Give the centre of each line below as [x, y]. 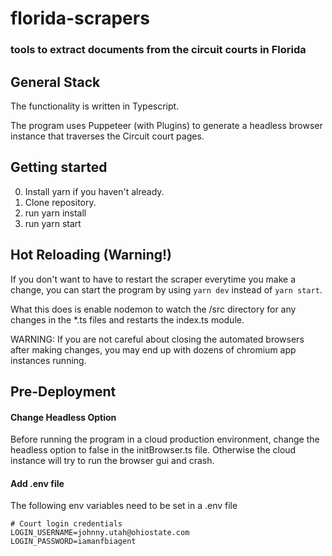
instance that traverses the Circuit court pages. [107, 136]
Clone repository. [60, 202]
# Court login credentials [66, 524]
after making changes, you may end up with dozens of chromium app [153, 349]
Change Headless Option [63, 417]
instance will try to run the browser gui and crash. [112, 461]
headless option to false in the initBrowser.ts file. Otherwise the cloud [153, 450]
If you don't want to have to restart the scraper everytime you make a [153, 279]
